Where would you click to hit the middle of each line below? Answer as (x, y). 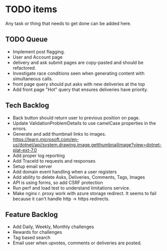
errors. (20, 129)
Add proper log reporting (39, 155)
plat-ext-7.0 (25, 150)
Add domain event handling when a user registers (64, 172)
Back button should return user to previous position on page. (76, 117)
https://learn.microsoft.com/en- (46, 139)
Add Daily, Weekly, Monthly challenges (53, 227)
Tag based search (31, 238)
